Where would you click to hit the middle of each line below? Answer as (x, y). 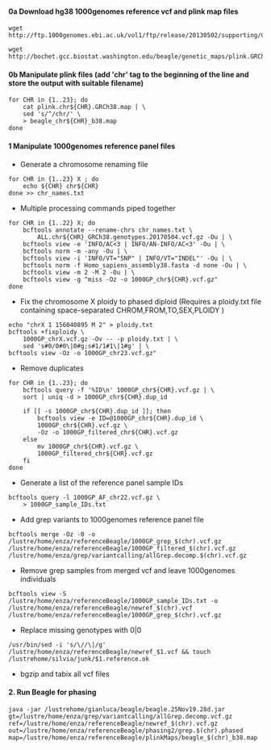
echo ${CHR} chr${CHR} (61, 186)
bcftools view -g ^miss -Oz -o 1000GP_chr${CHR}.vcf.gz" (121, 279)
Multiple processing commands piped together (98, 208)
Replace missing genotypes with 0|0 (81, 630)
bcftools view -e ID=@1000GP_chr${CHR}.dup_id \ (121, 418)
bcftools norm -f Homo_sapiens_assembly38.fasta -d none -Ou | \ (135, 265)
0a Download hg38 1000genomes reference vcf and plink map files (123, 11)
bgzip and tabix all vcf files (65, 673)
